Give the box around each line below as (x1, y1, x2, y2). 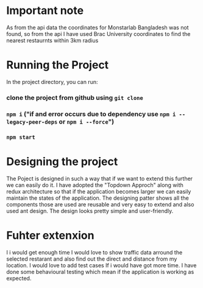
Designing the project (6, 155, 118, 168)
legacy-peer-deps (6, 118, 58, 125)
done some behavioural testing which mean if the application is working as (6, 268, 194, 275)
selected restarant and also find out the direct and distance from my (6, 255, 177, 262)
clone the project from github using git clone (6, 93, 143, 102)
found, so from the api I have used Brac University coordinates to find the (6, 30, 191, 37)
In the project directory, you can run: (6, 78, 98, 85)
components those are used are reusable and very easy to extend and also (6, 200, 194, 208)
